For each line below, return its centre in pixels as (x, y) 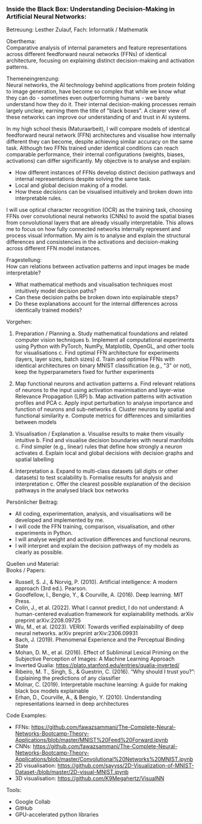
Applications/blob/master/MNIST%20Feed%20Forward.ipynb (91, 740)
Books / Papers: (26, 570)
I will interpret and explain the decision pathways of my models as (97, 546)
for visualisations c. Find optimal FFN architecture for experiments (97, 353)
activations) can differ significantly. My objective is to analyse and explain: (99, 161)
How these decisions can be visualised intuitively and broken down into (104, 192)
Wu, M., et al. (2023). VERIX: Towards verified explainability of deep (99, 627)
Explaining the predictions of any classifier (68, 678)
